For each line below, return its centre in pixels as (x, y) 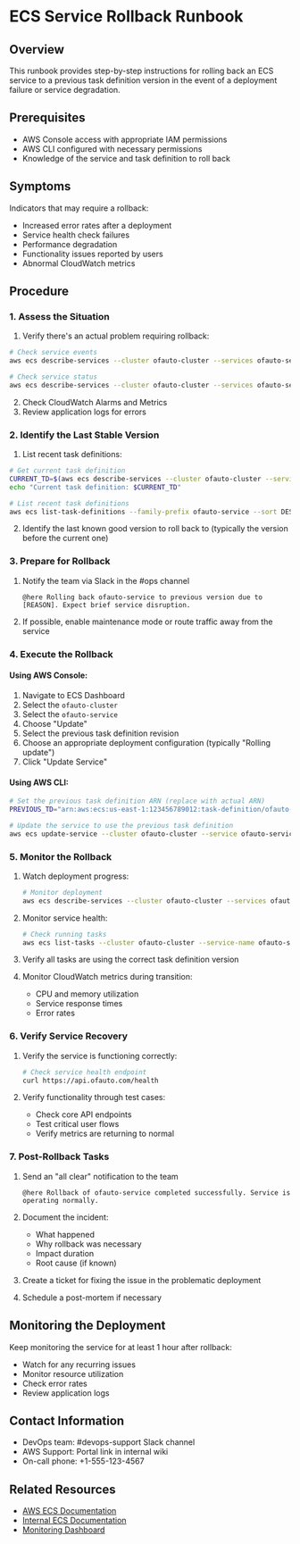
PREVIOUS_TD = (33, 809)
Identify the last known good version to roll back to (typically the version (155, 529)
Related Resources (62, 1489)
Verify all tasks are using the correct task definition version (130, 960)
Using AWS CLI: (39, 782)
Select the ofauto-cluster (70, 705)
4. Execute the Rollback (61, 654)
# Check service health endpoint (84, 1072)
